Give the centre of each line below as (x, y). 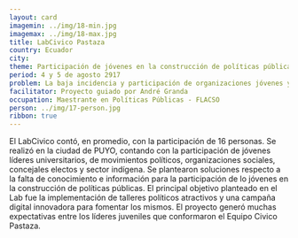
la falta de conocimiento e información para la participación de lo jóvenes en (149, 179)
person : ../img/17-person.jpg (65, 108)
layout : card (33, 17)
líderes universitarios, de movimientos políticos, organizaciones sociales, (142, 160)
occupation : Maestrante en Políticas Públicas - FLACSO (114, 100)
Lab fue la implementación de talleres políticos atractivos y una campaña (143, 198)
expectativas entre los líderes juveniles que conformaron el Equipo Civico (143, 217)
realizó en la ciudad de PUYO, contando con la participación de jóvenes (140, 150)
